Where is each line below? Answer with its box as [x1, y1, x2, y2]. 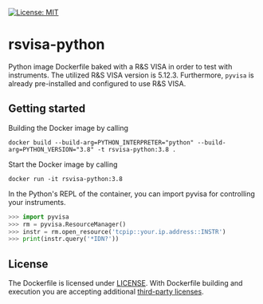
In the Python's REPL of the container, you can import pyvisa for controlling [8, 188, 255, 199]
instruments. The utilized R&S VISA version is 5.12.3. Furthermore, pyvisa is [8, 70, 254, 80]
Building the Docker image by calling [8, 123, 129, 132]
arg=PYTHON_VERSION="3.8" [8, 145, 94, 153]
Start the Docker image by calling [8, 160, 118, 169]
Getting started [8, 102, 86, 116]
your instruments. [8, 197, 66, 207]
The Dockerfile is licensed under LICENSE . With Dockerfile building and [8, 278, 243, 288]
